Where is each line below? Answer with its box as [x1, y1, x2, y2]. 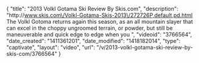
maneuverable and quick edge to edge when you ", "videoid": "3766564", [6, 31, 192, 38]
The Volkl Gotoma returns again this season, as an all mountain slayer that [6, 18, 193, 25]
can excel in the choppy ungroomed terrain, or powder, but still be [6, 24, 173, 31]
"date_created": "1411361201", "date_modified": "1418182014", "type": [6, 38, 181, 44]
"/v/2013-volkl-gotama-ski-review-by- [96, 44, 193, 51]
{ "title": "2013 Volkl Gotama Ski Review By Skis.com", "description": [6, 5, 179, 12]
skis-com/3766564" [6, 50, 58, 57]
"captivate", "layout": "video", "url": [6, 44, 96, 51]
